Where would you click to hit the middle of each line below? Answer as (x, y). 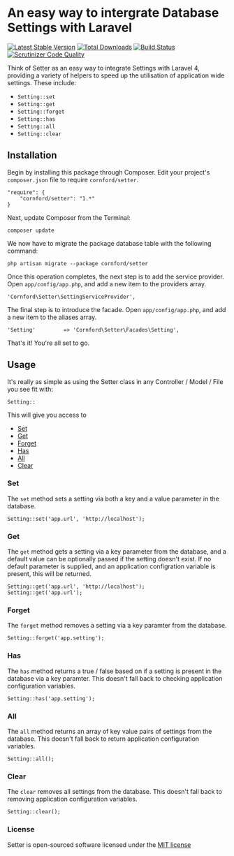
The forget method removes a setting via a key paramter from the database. (117, 626)
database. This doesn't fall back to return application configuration (103, 739)
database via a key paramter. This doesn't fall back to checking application (115, 678)
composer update (31, 230)
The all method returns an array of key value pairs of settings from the (110, 732)
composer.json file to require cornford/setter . (73, 179)
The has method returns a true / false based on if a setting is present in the (115, 671)
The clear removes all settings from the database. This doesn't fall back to (115, 792)
